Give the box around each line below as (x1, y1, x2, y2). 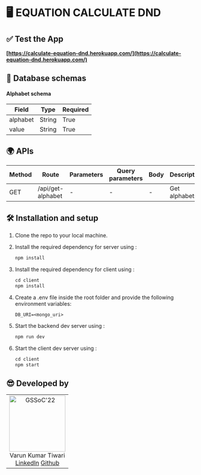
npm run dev (14, 334, 45, 340)
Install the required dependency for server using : (14, 243, 138, 251)
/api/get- (38, 184, 64, 193)
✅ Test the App (6, 34, 64, 44)
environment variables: (14, 300, 72, 307)
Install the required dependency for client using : (14, 266, 135, 273)
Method (9, 170, 32, 179)
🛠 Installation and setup (6, 213, 99, 223)
